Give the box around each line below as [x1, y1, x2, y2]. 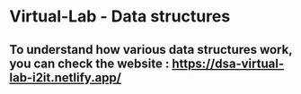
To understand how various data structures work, [9, 42, 293, 57]
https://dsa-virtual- [172, 56, 285, 71]
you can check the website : [9, 56, 170, 71]
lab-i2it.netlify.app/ [9, 70, 121, 85]
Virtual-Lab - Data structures [9, 6, 231, 27]
